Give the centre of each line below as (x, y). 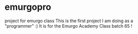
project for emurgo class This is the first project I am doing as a (69, 21)
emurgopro (28, 7)
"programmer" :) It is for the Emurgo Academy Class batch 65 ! (69, 26)
